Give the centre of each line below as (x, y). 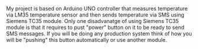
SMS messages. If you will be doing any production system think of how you (99, 34)
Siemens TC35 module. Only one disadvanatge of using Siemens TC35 (92, 21)
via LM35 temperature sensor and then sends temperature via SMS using (95, 15)
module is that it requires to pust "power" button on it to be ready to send (95, 27)
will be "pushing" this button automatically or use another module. (87, 40)
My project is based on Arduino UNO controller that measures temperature (97, 9)
